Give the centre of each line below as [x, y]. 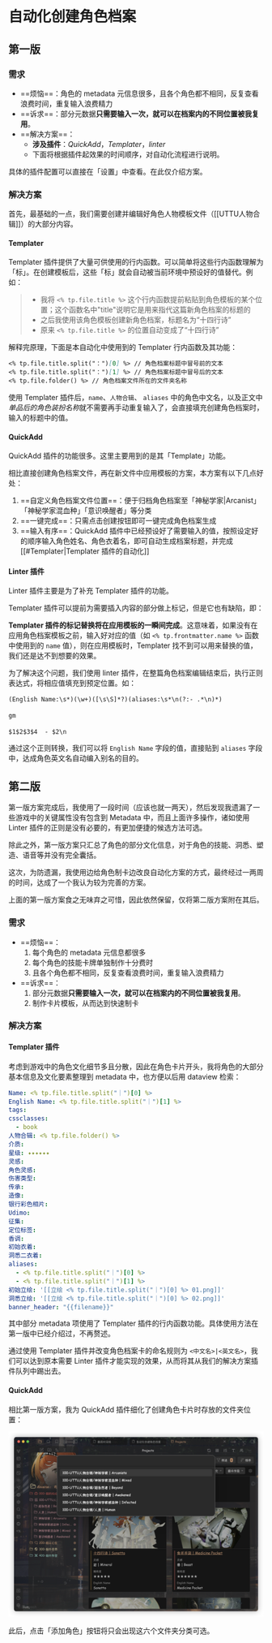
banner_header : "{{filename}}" [61, 1307]
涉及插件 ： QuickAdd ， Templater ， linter [99, 144]
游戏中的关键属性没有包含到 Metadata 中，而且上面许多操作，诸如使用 [132, 817]
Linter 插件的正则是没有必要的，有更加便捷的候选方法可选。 [108, 828]
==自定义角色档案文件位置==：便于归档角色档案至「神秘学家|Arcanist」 [140, 501]
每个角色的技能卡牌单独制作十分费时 [93, 962]
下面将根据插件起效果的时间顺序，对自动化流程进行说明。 [128, 154]
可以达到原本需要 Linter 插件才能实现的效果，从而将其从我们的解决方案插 [137, 1361]
